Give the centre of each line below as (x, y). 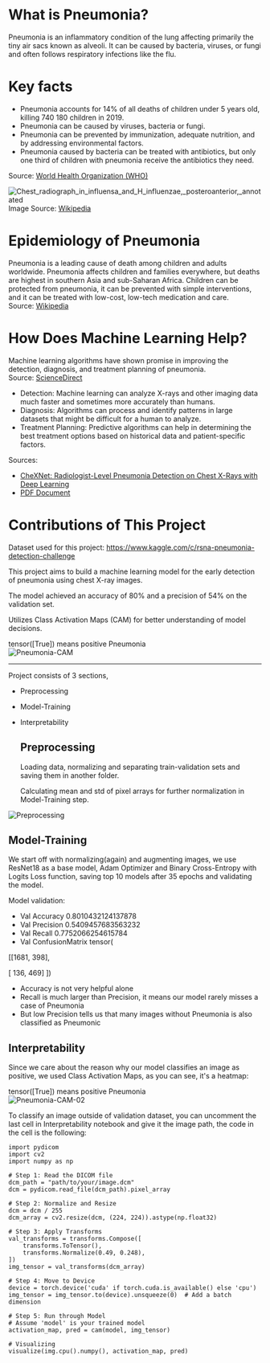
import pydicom (34, 1148)
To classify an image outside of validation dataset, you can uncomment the (133, 1115)
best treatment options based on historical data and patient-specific (133, 436)
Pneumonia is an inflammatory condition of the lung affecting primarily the (131, 37)
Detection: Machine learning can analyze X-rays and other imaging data (139, 393)
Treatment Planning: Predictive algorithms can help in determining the (135, 427)
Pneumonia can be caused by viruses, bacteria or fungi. (112, 125)
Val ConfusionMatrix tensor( (67, 942)
